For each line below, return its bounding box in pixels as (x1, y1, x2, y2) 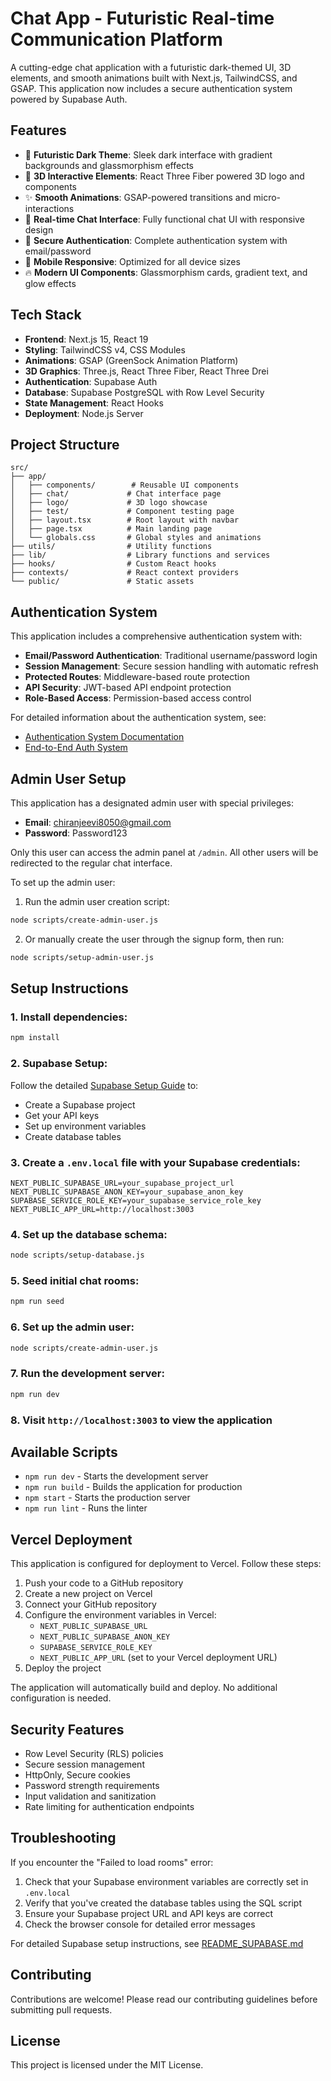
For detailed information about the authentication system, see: (10, 712, 267, 724)
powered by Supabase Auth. (10, 93, 128, 105)
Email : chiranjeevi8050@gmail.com (24, 817, 172, 828)
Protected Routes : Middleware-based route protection (24, 671, 250, 683)
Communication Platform (10, 28, 223, 51)
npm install (10, 1033, 60, 1043)
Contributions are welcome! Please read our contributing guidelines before (10, 1993, 318, 2005)
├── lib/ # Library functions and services (10, 550, 271, 561)
